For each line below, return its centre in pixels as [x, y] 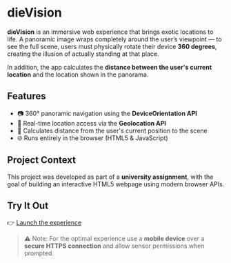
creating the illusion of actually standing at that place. [83, 54]
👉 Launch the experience [44, 223]
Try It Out [28, 205]
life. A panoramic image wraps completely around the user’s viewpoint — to [114, 39]
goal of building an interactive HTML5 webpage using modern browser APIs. [116, 184]
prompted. [39, 253]
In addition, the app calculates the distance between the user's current [110, 67]
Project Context [41, 160]
